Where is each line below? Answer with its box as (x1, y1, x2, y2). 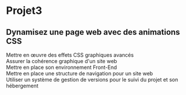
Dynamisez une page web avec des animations (6, 27, 180, 37)
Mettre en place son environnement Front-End (6, 64, 117, 71)
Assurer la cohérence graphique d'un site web (6, 58, 118, 64)
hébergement (6, 82, 39, 89)
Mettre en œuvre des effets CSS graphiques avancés (6, 52, 134, 59)
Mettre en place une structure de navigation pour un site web (6, 70, 153, 76)
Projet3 (6, 4, 43, 17)
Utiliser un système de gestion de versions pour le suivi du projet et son (6, 76, 178, 83)
